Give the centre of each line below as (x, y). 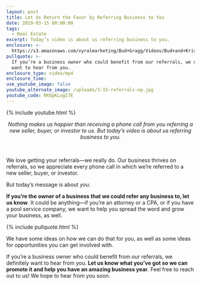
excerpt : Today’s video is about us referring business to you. (88, 40)
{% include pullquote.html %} (42, 227)
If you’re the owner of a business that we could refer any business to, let (98, 196)
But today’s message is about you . (48, 184)
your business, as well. (34, 215)
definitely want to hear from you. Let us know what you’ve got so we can (97, 263)
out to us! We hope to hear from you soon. (58, 275)
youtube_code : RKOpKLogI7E (40, 95)
